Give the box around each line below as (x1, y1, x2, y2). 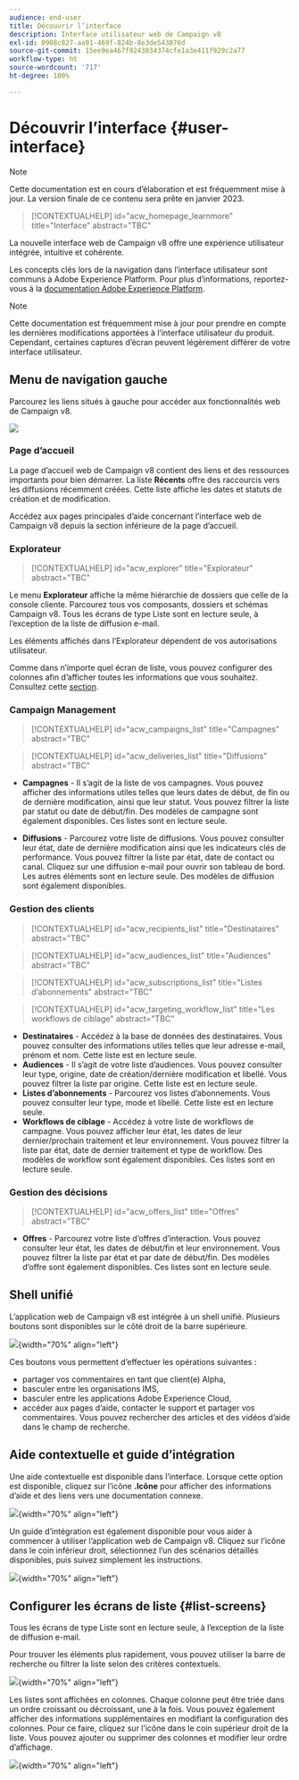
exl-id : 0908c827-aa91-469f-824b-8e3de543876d (9, 38, 186, 47)
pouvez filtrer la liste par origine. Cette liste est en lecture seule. (21, 1078, 258, 1089)
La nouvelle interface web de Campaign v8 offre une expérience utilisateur (9, 237, 285, 248)
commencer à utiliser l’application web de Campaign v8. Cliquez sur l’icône (9, 1535, 286, 1546)
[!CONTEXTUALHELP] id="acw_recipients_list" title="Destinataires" (30, 923, 279, 934)
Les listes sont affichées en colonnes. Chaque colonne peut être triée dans (9, 1694, 285, 1705)
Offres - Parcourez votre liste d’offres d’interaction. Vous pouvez (21, 1233, 262, 1243)
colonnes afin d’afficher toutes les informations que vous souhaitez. (9, 672, 259, 682)
